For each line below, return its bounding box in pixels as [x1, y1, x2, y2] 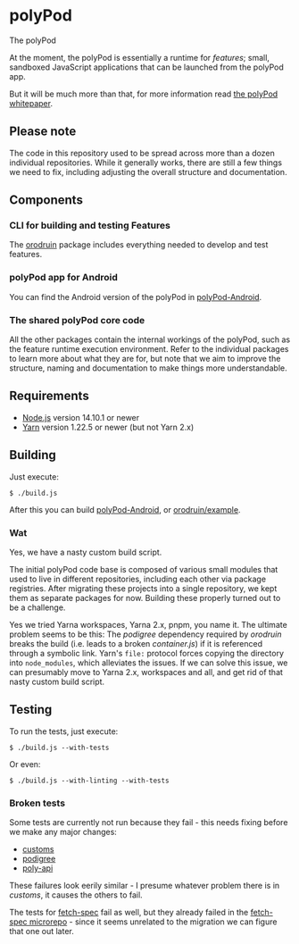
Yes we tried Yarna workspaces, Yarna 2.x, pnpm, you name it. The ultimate [9, 619, 287, 630]
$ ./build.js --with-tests [9, 743, 110, 752]
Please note [9, 124, 77, 139]
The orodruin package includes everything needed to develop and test [9, 239, 269, 250]
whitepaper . [9, 97, 54, 108]
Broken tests [9, 797, 65, 809]
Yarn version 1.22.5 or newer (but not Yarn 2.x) [21, 422, 195, 432]
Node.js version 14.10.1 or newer [21, 412, 140, 422]
